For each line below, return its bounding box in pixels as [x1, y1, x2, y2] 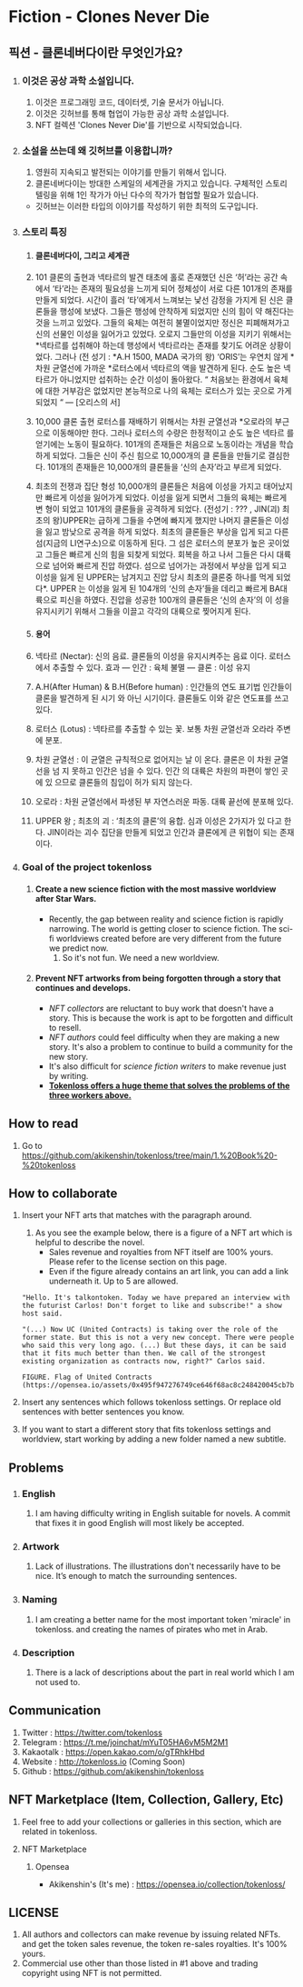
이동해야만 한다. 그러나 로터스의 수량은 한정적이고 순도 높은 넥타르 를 [52, 427, 295, 438]
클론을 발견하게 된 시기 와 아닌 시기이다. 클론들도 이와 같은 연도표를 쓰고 [34, 693, 289, 704]
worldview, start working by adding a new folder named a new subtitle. [21, 1433, 287, 1444]
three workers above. [48, 1089, 132, 1101]
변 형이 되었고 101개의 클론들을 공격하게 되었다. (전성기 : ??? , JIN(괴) [34, 504, 280, 514]
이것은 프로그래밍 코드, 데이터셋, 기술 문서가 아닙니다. [34, 96, 224, 107]
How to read [8, 1116, 79, 1132]
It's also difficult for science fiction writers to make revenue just [48, 1061, 287, 1072]
